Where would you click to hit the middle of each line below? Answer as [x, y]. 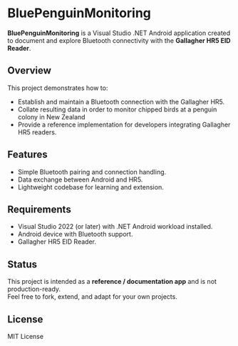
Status [22, 264]
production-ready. [34, 289]
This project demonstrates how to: [58, 88]
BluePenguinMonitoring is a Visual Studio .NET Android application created [119, 33]
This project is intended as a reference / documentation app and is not [112, 282]
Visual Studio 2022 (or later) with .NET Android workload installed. [115, 227]
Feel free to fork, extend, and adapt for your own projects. [93, 297]
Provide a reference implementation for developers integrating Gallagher [124, 124]
